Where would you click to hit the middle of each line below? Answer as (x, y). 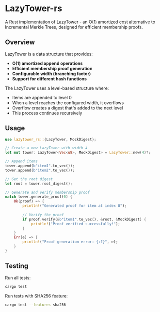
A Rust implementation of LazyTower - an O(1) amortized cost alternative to (80, 22)
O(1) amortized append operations (47, 63)
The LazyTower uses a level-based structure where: (57, 88)
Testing (17, 266)
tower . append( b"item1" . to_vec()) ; (40, 166)
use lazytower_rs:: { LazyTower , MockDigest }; (51, 139)
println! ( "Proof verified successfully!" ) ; (75, 224)
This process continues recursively (47, 113)
